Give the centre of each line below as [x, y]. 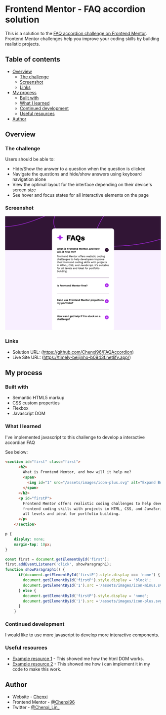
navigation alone [29, 179]
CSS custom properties [36, 403]
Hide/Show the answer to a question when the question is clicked [79, 169]
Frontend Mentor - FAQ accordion [75, 9]
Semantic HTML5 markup [38, 398]
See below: [17, 452]
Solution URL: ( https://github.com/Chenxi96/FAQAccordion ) [73, 352]
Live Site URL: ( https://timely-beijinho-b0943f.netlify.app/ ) [72, 357]
